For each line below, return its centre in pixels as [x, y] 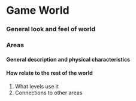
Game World [38, 10]
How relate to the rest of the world [49, 73]
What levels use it [37, 86]
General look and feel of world [51, 29]
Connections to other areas [49, 93]
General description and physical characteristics [68, 59]
